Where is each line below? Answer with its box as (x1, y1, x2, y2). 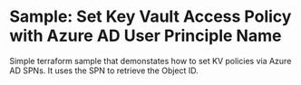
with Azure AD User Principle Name (9, 25, 282, 46)
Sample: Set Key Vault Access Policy (9, 6, 292, 27)
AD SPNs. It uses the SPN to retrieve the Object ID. (9, 65, 199, 76)
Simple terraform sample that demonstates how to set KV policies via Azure (9, 55, 292, 66)
